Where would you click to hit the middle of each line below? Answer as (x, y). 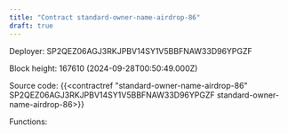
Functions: (28, 122)
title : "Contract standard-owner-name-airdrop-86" (105, 17)
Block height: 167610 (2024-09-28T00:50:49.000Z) (104, 68)
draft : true (31, 26)
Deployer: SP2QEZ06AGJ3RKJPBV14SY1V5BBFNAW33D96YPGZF (131, 51)
